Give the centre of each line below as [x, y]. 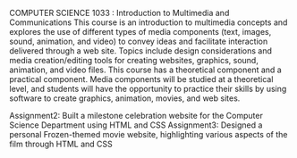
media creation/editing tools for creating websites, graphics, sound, [134, 60]
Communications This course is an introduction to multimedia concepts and [148, 22]
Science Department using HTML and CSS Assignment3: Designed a [136, 125]
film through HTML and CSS [61, 144]
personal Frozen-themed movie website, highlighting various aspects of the [148, 134]
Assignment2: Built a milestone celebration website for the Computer [136, 116]
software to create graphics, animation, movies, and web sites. [125, 98]
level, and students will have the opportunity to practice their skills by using [148, 89]
